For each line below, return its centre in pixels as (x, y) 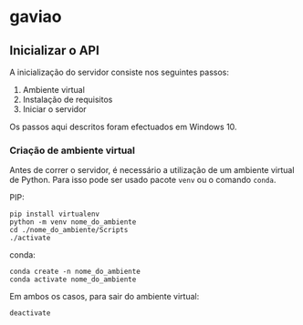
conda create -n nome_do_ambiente (75, 272)
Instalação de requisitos (68, 99)
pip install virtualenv (55, 214)
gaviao (36, 17)
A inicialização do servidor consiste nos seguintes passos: (120, 72)
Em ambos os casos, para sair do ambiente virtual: (104, 297)
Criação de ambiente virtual (72, 150)
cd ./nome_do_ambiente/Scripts (69, 230)
